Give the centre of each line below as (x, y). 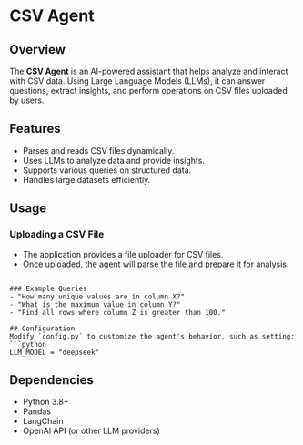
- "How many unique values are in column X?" (97, 297)
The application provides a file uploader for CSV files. (123, 254)
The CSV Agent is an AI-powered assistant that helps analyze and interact (149, 71)
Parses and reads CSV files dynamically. (98, 150)
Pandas (37, 411)
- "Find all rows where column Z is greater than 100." (117, 312)
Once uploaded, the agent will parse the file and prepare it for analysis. (156, 264)
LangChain (43, 421)
